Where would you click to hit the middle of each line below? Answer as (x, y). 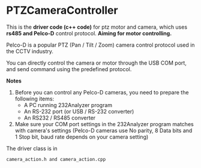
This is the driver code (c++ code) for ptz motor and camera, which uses (97, 27)
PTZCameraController (62, 10)
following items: (34, 99)
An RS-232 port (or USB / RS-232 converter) (79, 111)
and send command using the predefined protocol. (69, 69)
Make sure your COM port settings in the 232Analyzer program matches (104, 124)
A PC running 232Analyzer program (68, 105)
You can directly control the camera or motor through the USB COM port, (97, 63)
